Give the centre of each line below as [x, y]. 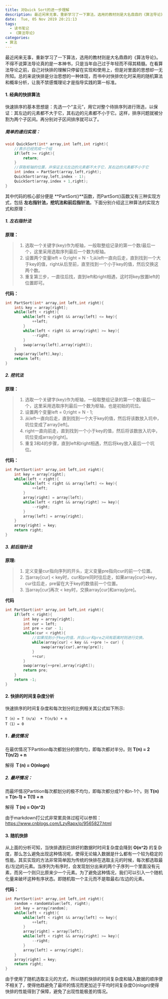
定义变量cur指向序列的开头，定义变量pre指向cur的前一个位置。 [90, 571]
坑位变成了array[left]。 [48, 424]
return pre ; [36, 670]
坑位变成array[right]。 [48, 437]
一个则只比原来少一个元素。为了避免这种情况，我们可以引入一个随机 [92, 873]
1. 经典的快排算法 [23, 95]
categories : [17, 38]
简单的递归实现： [23, 132]
